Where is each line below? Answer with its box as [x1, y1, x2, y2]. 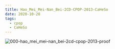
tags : [5, 16, 16, 21]
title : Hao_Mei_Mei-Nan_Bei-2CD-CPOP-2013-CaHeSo [5, 7, 109, 12]
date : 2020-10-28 [5, 12, 41, 16]
